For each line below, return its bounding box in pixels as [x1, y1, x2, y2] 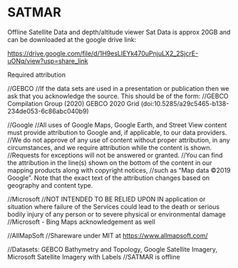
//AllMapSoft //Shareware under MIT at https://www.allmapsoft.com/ [7, 231, 208, 240]
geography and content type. [7, 181, 93, 189]
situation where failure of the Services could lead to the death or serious [7, 202, 219, 210]
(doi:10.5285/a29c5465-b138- [140, 99, 229, 107]
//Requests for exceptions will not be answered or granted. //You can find [7, 151, 223, 159]
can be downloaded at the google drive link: [7, 35, 137, 43]
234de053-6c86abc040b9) [7, 107, 89, 115]
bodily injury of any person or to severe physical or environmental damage [7, 210, 226, 218]
